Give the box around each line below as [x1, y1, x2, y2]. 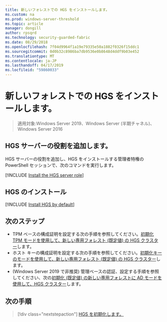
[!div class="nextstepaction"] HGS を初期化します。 [17, 311, 124, 317]
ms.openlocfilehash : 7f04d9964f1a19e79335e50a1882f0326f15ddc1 [5, 44, 140, 49]
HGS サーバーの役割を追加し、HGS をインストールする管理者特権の [5, 156, 145, 162]
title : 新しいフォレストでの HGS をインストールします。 [5, 7, 110, 12]
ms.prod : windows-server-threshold [5, 16, 79, 21]
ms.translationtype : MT [5, 53, 55, 59]
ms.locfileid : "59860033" [5, 68, 59, 73]
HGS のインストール [5, 188, 67, 196]
